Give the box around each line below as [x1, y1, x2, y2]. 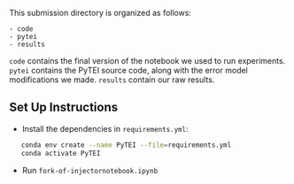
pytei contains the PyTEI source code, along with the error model [9, 65, 248, 75]
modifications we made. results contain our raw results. [9, 74, 215, 85]
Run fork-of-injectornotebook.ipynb [21, 165, 159, 175]
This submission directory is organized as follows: [9, 8, 192, 18]
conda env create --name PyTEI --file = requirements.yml [20, 141, 232, 149]
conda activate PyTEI [20, 149, 101, 157]
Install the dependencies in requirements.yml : [21, 123, 189, 134]
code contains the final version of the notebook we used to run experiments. [9, 56, 286, 65]
